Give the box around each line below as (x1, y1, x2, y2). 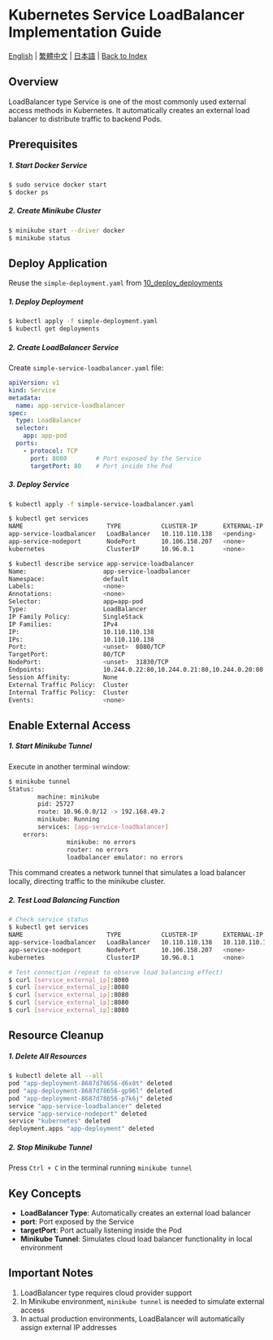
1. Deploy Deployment (8, 296, 84, 306)
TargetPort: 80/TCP (8, 650, 126, 659)
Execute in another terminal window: (8, 761, 131, 771)
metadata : (8, 393, 42, 402)
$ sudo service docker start (8, 181, 107, 189)
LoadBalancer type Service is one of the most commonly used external (8, 96, 246, 107)
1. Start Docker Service (8, 160, 88, 170)
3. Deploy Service (8, 480, 70, 489)
